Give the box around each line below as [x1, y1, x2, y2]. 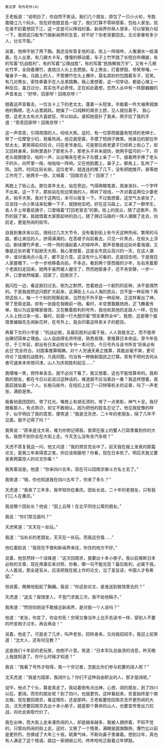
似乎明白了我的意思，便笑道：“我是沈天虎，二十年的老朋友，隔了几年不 [13, 411, 156, 417]
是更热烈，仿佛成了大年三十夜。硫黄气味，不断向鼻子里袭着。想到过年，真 [5, 731, 154, 737]
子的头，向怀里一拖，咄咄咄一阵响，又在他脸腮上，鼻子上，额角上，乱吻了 [5, 160, 154, 166]
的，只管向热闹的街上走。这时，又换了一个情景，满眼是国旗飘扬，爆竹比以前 [5, 726, 158, 731]
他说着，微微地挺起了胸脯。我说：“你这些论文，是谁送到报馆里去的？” [5, 584, 145, 589]
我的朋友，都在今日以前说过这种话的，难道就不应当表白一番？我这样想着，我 [5, 376, 158, 382]
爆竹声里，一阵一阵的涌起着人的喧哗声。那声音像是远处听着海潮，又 [21, 242, 158, 247]
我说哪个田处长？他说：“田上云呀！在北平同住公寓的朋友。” [5, 503, 122, 509]
